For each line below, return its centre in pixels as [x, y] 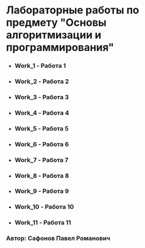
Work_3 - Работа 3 [42, 97]
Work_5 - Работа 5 [42, 128]
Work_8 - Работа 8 [42, 175]
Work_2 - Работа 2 [42, 81]
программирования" [60, 48]
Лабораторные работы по [72, 10]
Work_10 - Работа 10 [44, 207]
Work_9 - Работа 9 [42, 191]
